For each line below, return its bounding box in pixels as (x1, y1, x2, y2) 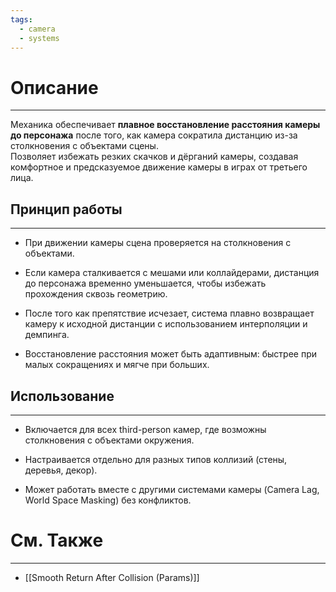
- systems (19, 33, 60, 43)
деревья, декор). (24, 464, 98, 476)
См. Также (10, 529, 104, 552)
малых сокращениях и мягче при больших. (24, 359, 210, 371)
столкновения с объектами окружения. (24, 434, 195, 446)
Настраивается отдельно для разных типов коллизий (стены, (24, 453, 288, 465)
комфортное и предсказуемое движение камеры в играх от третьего (10, 161, 308, 173)
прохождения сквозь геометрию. (24, 288, 168, 300)
